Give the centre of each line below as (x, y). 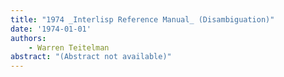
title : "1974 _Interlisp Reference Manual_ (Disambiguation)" (142, 19)
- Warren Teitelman (69, 47)
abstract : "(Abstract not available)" (91, 57)
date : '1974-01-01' (51, 29)
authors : (28, 38)
